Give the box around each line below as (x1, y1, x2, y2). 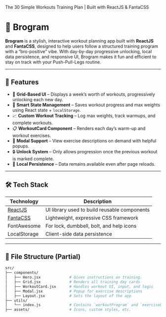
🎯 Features (5, 78, 39, 86)
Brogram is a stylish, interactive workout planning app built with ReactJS (5, 38, 154, 44)
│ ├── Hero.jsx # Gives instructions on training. (5, 275, 142, 280)
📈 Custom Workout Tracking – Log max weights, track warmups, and (12, 113, 156, 119)
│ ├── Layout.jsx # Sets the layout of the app (5, 293, 132, 298)
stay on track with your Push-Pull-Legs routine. (5, 59, 101, 65)
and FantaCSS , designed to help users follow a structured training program (5, 43, 158, 49)
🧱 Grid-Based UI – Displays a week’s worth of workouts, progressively (12, 91, 156, 97)
